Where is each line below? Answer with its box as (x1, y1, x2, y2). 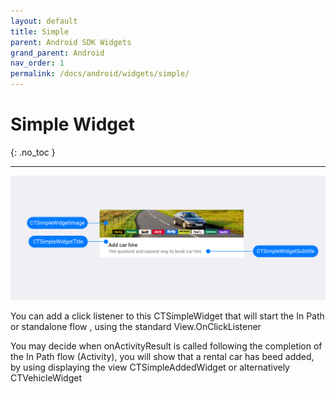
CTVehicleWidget (10, 372, 82, 384)
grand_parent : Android (10, 48, 105, 58)
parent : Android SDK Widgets (10, 37, 132, 47)
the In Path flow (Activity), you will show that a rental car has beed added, (10, 351, 315, 363)
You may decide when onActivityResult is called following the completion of (10, 340, 323, 352)
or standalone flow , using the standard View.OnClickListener (10, 321, 262, 333)
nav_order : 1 (10, 58, 65, 69)
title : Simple (10, 26, 70, 37)
